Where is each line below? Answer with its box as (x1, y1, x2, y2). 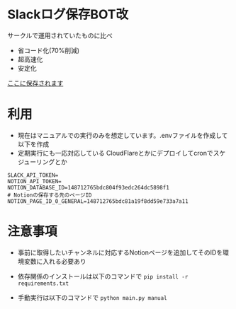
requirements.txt (17, 280, 69, 287)
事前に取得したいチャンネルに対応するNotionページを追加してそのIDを (17, 248, 223, 257)
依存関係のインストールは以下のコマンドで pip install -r (17, 272, 189, 280)
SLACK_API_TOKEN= (7, 171, 59, 179)
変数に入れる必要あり (23, 257, 86, 265)
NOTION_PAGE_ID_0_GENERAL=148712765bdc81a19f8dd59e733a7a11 (7, 197, 189, 205)
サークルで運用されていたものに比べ (7, 31, 113, 40)
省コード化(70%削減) (17, 46, 80, 54)
